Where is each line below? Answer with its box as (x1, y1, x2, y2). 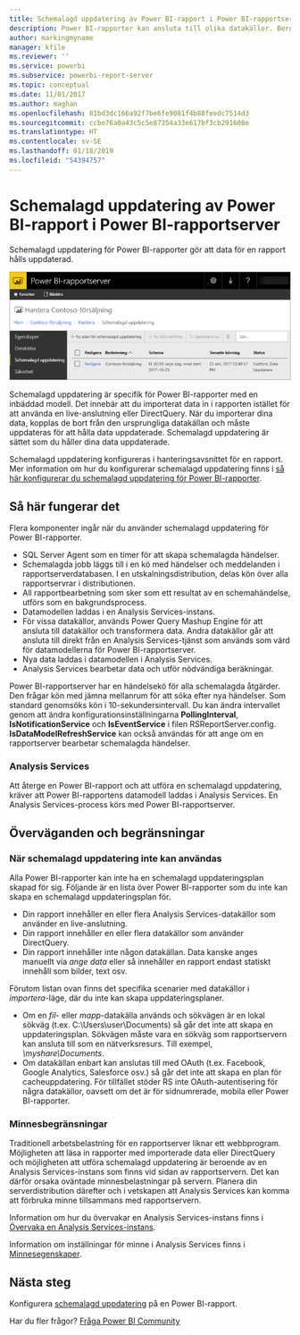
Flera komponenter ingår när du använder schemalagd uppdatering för (9, 523, 270, 534)
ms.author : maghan (9, 99, 78, 108)
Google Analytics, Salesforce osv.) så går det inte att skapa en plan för (21, 1067, 282, 1077)
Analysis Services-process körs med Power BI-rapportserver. (9, 799, 236, 810)
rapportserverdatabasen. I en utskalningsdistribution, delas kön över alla (21, 569, 288, 579)
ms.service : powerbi (9, 62, 87, 71)
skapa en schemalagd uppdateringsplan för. (9, 891, 171, 902)
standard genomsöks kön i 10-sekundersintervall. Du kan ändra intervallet (9, 700, 281, 711)
